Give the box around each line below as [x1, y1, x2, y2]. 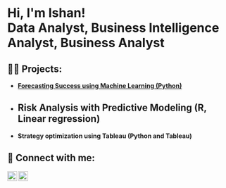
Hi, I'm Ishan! [7, 5, 86, 21]
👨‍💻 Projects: [7, 63, 62, 75]
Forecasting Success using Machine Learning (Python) [17, 82, 182, 89]
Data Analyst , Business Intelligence [7, 20, 220, 36]
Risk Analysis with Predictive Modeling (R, [17, 102, 207, 114]
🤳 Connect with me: [7, 152, 95, 164]
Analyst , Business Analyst [7, 35, 165, 51]
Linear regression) [17, 113, 101, 125]
